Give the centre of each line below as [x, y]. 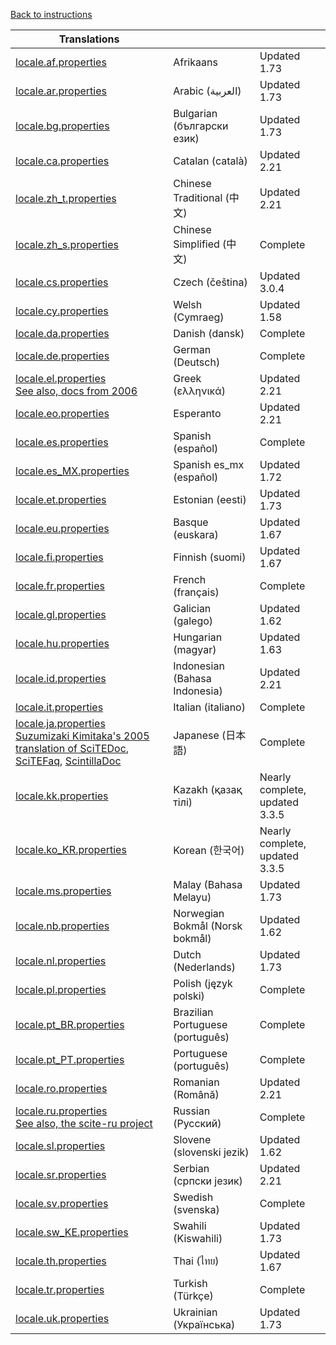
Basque [191, 522]
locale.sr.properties [61, 1174]
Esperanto [197, 413]
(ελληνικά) [200, 391]
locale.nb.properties [62, 926]
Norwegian [199, 913]
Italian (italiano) [209, 707]
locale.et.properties [61, 499]
